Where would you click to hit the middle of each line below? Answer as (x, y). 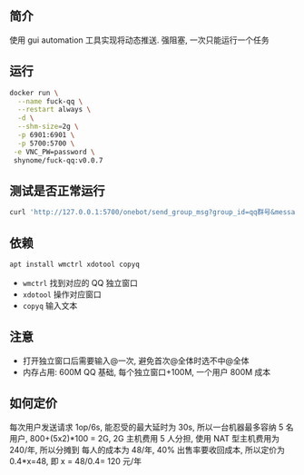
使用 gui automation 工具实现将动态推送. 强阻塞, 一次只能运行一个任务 (139, 40)
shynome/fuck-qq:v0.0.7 (58, 160)
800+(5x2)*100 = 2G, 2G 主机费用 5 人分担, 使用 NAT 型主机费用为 (154, 438)
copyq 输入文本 (50, 305)
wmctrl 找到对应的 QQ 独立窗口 (80, 282)
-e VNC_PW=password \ (54, 152)
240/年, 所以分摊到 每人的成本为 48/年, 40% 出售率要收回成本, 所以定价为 (147, 450)
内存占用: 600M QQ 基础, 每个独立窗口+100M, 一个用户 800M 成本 (147, 371)
